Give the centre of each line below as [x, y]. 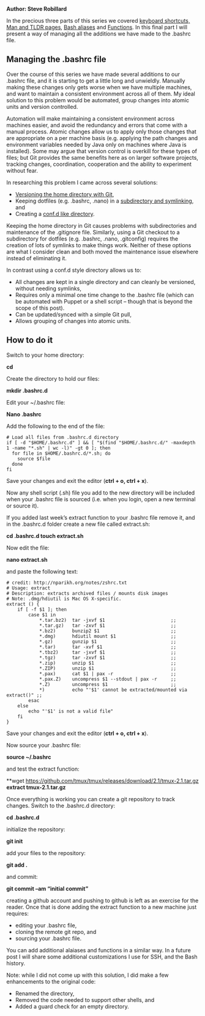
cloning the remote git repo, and [56, 932]
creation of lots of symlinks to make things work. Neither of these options [99, 245]
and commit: [22, 876]
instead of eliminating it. [37, 258]
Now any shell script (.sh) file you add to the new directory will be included [101, 493]
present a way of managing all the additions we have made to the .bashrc [99, 34]
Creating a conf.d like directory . [55, 214]
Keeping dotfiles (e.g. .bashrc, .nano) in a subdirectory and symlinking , [104, 201]
